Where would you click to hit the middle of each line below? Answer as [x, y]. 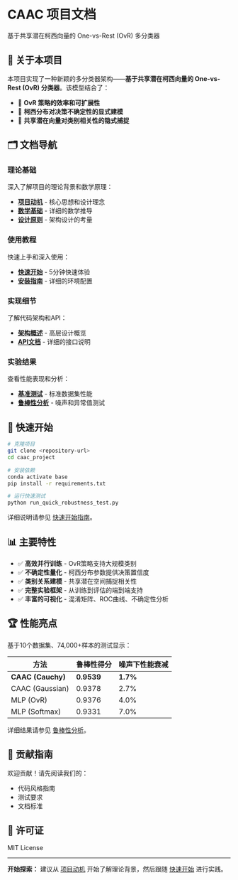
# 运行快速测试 [27, 496]
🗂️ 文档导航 [33, 145]
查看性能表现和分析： [38, 379]
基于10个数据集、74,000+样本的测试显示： [69, 645]
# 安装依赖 [21, 470]
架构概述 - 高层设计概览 [52, 333]
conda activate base [38, 477]
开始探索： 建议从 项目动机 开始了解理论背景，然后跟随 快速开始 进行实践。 [117, 869]
